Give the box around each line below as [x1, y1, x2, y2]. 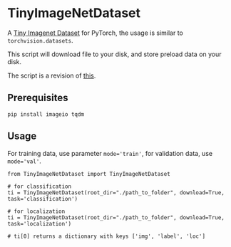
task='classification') [7, 195, 78, 202]
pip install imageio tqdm [7, 110, 84, 118]
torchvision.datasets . [7, 36, 73, 44]
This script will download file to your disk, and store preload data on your [7, 50, 222, 58]
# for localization [7, 208, 66, 215]
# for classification [7, 183, 72, 190]
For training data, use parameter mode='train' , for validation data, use [7, 149, 212, 157]
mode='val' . [7, 157, 41, 165]
